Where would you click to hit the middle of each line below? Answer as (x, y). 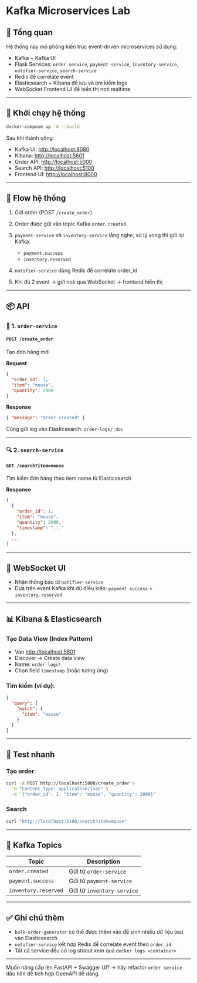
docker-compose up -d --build (43, 127)
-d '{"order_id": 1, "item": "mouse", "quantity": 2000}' (84, 794)
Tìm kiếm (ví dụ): (31, 685)
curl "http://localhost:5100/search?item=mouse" (67, 821)
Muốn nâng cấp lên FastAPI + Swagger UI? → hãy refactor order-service (94, 968)
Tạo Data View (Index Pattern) (50, 639)
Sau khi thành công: (30, 138)
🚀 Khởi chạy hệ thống (46, 113)
